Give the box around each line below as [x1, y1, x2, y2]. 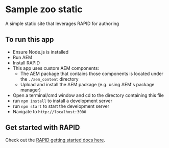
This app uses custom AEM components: [12, 65, 100, 71]
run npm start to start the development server [12, 103, 110, 109]
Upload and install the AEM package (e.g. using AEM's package [20, 81, 155, 87]
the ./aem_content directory [20, 76, 79, 82]
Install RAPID [12, 60, 40, 66]
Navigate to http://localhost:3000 [12, 108, 87, 114]
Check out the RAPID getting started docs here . [5, 137, 106, 143]
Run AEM [12, 54, 33, 60]
